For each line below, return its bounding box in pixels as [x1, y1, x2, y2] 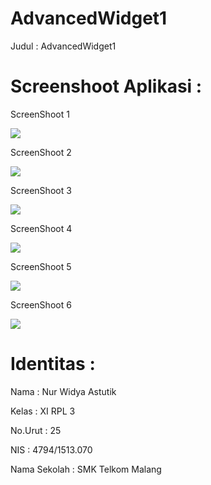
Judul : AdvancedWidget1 [10, 40, 117, 52]
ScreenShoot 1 [10, 108, 70, 120]
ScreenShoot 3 [10, 184, 72, 196]
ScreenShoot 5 [10, 260, 72, 272]
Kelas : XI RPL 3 [10, 405, 76, 417]
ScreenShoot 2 [10, 146, 72, 158]
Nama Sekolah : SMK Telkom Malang [10, 463, 162, 475]
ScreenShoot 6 [10, 298, 72, 311]
